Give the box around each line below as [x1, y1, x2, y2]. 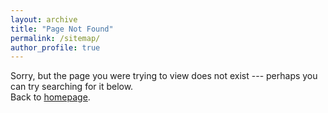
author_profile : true [10, 42, 101, 53]
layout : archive [10, 14, 78, 25]
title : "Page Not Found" [10, 24, 114, 34]
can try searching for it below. [10, 81, 134, 93]
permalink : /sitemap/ [10, 33, 101, 43]
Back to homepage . [10, 91, 91, 103]
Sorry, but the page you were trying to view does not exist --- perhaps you [10, 70, 318, 82]
